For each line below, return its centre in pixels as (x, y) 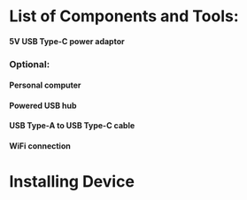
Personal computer (45, 85)
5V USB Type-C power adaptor (67, 41)
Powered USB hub (43, 105)
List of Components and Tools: (124, 16)
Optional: (30, 64)
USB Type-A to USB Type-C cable (72, 126)
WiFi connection (40, 146)
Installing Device (72, 182)
